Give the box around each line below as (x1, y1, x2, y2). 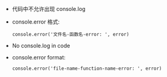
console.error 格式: (12, 18, 60, 25)
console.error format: (12, 54, 66, 61)
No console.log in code (12, 42, 70, 49)
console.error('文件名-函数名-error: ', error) (12, 32, 129, 38)
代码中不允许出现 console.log (12, 5, 86, 12)
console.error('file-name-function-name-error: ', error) (12, 65, 162, 72)
